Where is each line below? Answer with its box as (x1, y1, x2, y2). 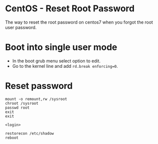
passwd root (5, 105, 30, 110)
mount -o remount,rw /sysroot (5, 96, 68, 101)
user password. (5, 24, 37, 30)
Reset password (5, 81, 73, 91)
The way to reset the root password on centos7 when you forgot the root (5, 19, 153, 25)
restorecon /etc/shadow (5, 131, 54, 136)
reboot (5, 135, 19, 140)
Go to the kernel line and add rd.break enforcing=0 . (12, 63, 118, 69)
